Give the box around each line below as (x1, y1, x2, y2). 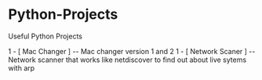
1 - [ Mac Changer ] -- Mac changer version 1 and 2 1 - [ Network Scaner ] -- (8, 46, 256, 56)
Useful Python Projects (8, 31, 82, 41)
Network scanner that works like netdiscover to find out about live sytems (8, 55, 247, 64)
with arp (8, 63, 35, 72)
